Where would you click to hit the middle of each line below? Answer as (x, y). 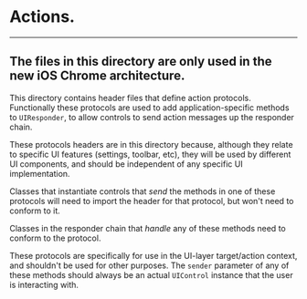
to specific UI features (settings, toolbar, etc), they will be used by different (150, 154)
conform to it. (35, 211)
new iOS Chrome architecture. (97, 76)
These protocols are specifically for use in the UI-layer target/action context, (153, 255)
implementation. (40, 173)
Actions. (42, 17)
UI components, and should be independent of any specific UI (127, 164)
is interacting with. (44, 284)
